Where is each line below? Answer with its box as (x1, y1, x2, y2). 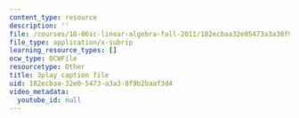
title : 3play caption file (9, 71, 109, 80)
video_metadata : (9, 87, 69, 96)
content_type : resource (9, 12, 98, 22)
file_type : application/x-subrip (9, 37, 133, 47)
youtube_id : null (17, 95, 82, 105)
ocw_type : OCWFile (9, 54, 77, 63)
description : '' (9, 21, 69, 30)
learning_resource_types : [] (9, 46, 117, 55)
